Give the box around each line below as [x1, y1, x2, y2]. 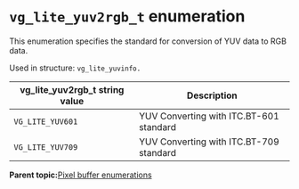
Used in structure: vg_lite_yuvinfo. [9, 62, 141, 73]
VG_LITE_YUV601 [13, 116, 78, 127]
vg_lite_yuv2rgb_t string [19, 83, 125, 95]
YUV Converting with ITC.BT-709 [139, 136, 279, 148]
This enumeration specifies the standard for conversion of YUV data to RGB [9, 36, 287, 46]
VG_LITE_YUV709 [13, 142, 78, 152]
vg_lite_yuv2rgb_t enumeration [9, 6, 246, 27]
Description [186, 89, 238, 102]
